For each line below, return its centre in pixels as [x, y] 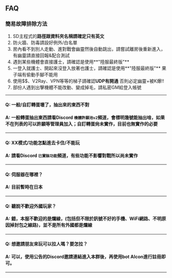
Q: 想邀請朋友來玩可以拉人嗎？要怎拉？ [47, 244]
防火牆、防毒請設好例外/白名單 [45, 42]
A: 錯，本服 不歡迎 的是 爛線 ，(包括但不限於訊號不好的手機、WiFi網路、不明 [84, 219]
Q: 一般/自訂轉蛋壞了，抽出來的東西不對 [47, 105]
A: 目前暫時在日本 [24, 187]
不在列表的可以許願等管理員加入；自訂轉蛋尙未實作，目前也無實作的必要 [81, 124]
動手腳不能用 [44, 74]
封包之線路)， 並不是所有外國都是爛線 [53, 225]
